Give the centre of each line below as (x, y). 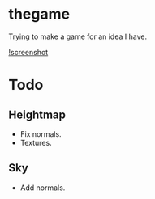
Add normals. (43, 188)
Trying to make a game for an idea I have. (78, 36)
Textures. (36, 142)
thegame (39, 14)
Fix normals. (41, 133)
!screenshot (28, 52)
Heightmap (37, 114)
